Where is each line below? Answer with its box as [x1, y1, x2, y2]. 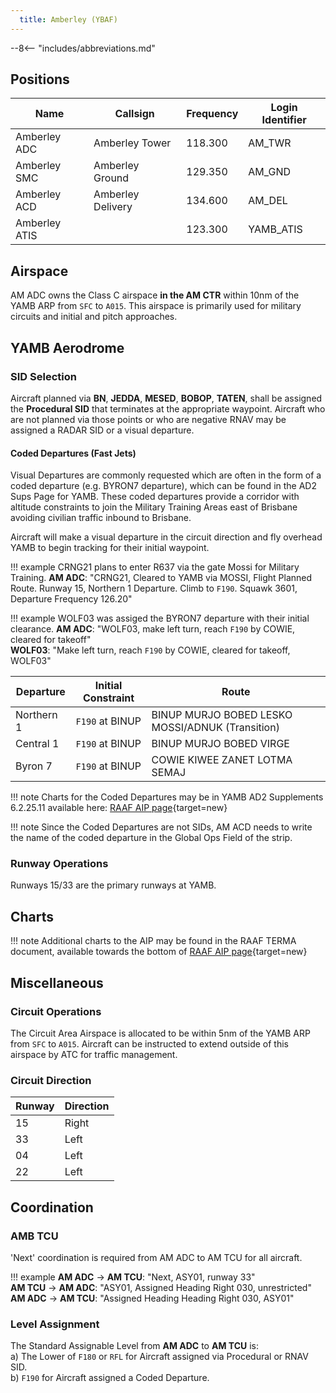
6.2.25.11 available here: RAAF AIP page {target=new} [10, 802, 228, 814]
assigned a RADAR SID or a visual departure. [10, 424, 195, 436]
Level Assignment [10, 1317, 100, 1331]
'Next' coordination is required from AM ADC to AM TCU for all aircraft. [10, 1251, 303, 1263]
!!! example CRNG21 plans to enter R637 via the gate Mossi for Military [10, 561, 300, 573]
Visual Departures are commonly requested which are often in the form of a [10, 469, 322, 481]
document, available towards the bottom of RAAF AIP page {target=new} [10, 946, 308, 958]
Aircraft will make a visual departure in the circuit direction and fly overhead [10, 531, 323, 543]
